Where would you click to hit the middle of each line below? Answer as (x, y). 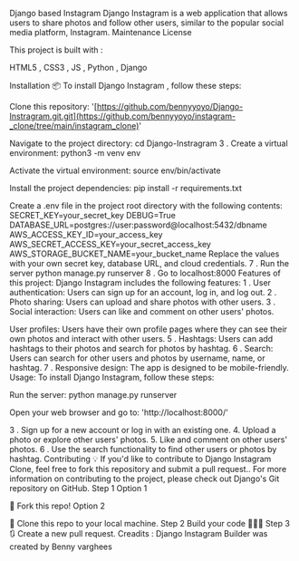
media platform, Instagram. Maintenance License (101, 32)
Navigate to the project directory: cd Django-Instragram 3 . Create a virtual (149, 143)
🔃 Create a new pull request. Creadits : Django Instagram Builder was (139, 533)
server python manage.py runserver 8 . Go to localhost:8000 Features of (145, 273)
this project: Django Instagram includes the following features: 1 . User (140, 283)
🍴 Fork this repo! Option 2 (58, 506)
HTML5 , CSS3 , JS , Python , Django (78, 68)
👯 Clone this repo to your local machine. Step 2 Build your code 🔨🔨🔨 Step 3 (149, 523)
